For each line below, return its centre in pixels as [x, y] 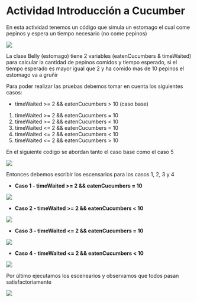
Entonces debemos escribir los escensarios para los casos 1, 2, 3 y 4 [90, 174]
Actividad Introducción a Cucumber [96, 11]
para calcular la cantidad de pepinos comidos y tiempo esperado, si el [92, 62]
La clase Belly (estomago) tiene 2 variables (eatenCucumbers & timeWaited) [99, 56]
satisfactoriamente [29, 282]
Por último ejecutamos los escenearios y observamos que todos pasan [93, 275]
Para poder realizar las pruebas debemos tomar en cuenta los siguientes [95, 86]
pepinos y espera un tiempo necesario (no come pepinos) [77, 33]
